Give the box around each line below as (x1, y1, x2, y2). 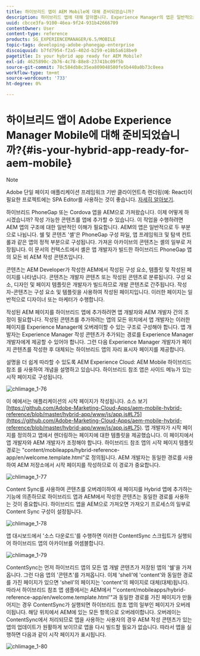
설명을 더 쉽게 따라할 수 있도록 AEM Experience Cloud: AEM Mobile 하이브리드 (6, 358, 192, 366)
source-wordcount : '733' (6, 75, 68, 81)
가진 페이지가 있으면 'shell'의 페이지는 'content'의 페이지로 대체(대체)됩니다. (12, 578, 189, 586)
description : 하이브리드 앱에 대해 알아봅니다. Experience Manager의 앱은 (6, 14, 174, 20)
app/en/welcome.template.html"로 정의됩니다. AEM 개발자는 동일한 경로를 (6, 454, 183, 461)
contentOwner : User (6, 25, 55, 32)
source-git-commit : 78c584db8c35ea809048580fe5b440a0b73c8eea (6, 64, 164, 70)
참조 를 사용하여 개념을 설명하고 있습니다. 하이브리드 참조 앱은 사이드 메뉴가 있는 (6, 366, 192, 373)
